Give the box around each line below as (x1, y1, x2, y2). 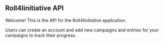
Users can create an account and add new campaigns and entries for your (5, 27, 159, 33)
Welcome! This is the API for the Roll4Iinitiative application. (5, 17, 127, 23)
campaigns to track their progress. (5, 32, 77, 38)
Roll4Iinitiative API (5, 4, 64, 12)
